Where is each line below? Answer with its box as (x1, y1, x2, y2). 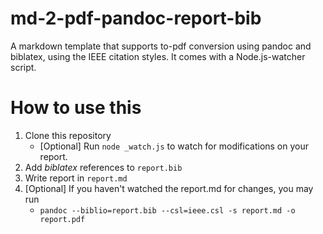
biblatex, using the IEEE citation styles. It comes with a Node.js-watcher (10, 50, 306, 62)
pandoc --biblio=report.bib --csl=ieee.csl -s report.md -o (39, 205, 296, 216)
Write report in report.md (24, 172, 128, 184)
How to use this (10, 97, 142, 119)
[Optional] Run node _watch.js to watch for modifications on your (39, 140, 310, 152)
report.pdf (39, 214, 86, 224)
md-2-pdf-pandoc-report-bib (10, 7, 262, 30)
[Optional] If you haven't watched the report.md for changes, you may (24, 182, 314, 194)
